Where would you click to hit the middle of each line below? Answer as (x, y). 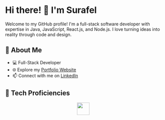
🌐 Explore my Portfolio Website (44, 70)
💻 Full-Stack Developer (37, 62)
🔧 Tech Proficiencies (38, 93)
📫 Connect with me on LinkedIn (45, 75)
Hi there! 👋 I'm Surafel (51, 10)
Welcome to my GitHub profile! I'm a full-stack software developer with (78, 24)
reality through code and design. (38, 34)
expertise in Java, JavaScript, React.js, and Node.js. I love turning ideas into (82, 29)
